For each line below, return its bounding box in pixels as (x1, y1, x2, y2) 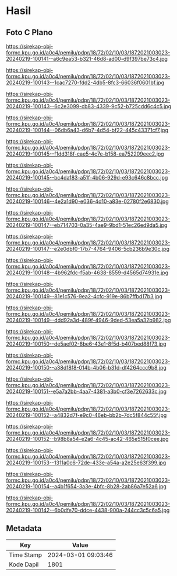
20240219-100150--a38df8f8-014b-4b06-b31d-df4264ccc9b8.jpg (6, 364, 167, 371)
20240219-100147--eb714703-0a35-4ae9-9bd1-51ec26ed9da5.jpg (6, 222, 168, 229)
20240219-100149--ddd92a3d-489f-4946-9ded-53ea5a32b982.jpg (6, 317, 171, 323)
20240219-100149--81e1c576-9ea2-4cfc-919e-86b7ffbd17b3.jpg (6, 293, 163, 299)
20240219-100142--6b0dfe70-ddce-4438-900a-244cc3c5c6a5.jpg (6, 507, 170, 513)
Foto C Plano (6, 27, 53, 37)
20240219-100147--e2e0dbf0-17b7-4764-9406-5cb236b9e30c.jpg (6, 246, 170, 252)
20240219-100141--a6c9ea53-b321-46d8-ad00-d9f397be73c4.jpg (6, 56, 168, 62)
